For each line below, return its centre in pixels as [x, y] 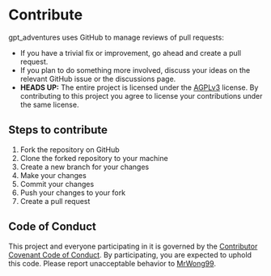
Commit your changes [57, 184]
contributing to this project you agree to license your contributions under [141, 96]
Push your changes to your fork [73, 193]
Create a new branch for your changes [85, 167]
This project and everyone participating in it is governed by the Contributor [133, 246]
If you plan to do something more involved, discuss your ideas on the [135, 70]
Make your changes [53, 175]
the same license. [49, 104]
